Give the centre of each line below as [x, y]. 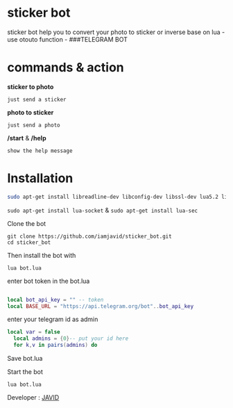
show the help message [40, 151]
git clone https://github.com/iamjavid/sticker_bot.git [89, 236]
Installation [40, 178]
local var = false [34, 332]
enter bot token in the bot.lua [49, 281]
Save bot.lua [25, 359]
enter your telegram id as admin [53, 319]
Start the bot [25, 372]
